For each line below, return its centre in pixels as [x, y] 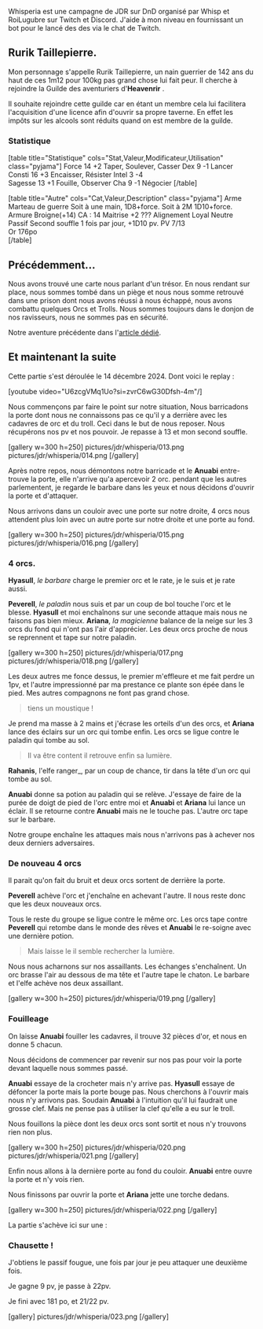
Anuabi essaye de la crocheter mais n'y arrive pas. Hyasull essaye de [122, 1083]
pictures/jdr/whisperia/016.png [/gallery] [73, 543]
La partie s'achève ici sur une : [58, 1225]
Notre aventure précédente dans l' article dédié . [85, 332]
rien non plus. [30, 1131]
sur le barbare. [32, 820]
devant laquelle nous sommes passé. [68, 1068]
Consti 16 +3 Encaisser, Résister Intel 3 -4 [76, 175]
